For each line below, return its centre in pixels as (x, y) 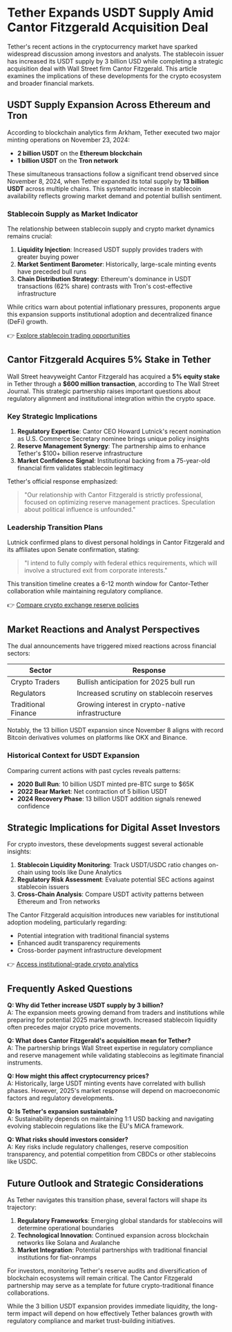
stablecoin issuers (43, 887)
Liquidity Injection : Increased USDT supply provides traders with (110, 249)
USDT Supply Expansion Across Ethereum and (109, 105)
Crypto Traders (35, 682)
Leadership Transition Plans (55, 528)
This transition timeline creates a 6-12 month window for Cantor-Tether (108, 584)
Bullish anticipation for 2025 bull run (136, 682)
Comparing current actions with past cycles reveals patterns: (94, 770)
